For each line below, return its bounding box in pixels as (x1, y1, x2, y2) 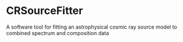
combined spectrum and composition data (6, 29, 109, 36)
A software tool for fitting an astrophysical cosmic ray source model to (6, 23, 177, 30)
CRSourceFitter (6, 4, 83, 17)
